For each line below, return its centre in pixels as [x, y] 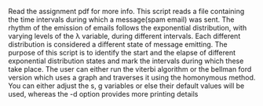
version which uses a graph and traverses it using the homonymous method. [132, 78]
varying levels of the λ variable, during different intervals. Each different [124, 36]
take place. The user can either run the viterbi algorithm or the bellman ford [130, 69]
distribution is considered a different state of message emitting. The [118, 44]
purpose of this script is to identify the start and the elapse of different [122, 53]
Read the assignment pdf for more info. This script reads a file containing [126, 11]
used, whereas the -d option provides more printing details [103, 94]
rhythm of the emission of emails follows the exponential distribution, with [128, 28]
